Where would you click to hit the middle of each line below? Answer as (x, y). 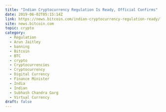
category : (15, 33)
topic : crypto (20, 28)
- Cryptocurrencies (30, 65)
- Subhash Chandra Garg (34, 93)
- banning (20, 47)
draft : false (19, 102)
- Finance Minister (30, 79)
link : (11, 19)
